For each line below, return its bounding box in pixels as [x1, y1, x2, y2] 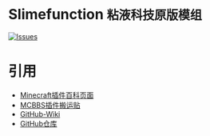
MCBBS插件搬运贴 [19, 100, 81, 110]
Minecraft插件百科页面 [19, 90, 94, 100]
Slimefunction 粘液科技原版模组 [8, 6, 202, 24]
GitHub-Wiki [19, 109, 61, 118]
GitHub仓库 [19, 118, 57, 128]
